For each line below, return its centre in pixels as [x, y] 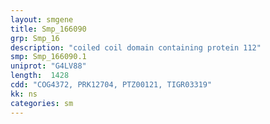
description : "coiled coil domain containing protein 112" [136, 47]
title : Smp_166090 [48, 29]
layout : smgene [42, 19]
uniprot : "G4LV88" [48, 66]
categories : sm [42, 103]
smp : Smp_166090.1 [48, 57]
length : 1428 [40, 76]
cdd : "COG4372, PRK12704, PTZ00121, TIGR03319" [111, 85]
